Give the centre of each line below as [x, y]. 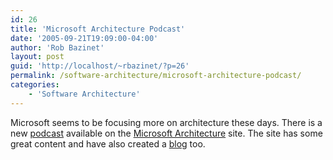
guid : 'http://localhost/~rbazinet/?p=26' [100, 66]
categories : [35, 85]
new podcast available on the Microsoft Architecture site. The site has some [166, 133]
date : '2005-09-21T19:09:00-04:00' [84, 38]
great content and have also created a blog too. [108, 143]
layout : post [37, 57]
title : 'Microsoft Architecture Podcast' [98, 29]
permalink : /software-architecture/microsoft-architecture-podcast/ [156, 76]
